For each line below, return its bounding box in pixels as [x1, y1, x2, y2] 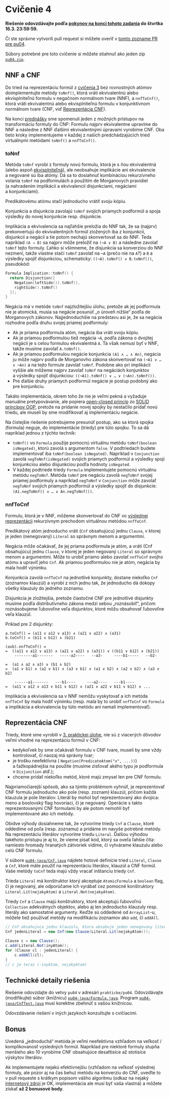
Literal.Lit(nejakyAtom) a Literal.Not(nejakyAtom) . [5, 889, 116, 895]
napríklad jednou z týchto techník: [5, 430, 76, 436]
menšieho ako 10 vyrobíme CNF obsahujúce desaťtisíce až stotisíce [5, 1049, 146, 1055]
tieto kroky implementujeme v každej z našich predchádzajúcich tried [5, 132, 150, 138]
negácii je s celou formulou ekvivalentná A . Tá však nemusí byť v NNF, [12, 340, 159, 346]
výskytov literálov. [5, 1054, 43, 1060]
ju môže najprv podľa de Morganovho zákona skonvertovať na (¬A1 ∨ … [12, 357, 162, 363]
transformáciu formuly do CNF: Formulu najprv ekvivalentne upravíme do [5, 121, 158, 127]
